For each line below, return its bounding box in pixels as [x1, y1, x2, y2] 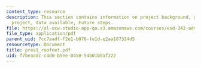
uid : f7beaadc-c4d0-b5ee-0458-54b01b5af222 [6, 53, 117, 59]
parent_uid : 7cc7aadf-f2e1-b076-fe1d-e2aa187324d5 [6, 36, 135, 42]
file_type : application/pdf [6, 31, 77, 37]
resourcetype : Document [6, 42, 66, 48]
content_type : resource [6, 8, 66, 15]
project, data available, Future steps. [11, 20, 114, 25]
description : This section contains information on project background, [6, 14, 191, 20]
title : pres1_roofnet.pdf [6, 47, 71, 53]
